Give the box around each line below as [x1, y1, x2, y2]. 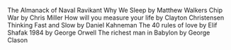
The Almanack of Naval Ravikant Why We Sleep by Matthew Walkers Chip [7, 6, 223, 14]
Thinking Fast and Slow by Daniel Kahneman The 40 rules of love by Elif [7, 21, 218, 29]
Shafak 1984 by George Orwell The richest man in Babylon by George [7, 28, 210, 37]
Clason [7, 36, 28, 44]
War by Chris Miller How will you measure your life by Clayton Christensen [7, 13, 225, 22]
